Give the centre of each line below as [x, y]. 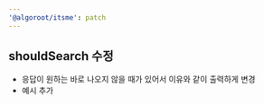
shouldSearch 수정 [61, 56]
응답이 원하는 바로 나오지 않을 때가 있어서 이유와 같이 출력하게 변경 [138, 79]
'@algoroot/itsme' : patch [57, 17]
